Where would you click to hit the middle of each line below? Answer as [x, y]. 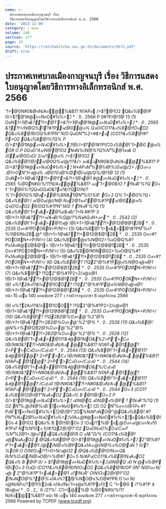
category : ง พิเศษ [22, 28]
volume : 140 [17, 33]
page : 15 [14, 42]
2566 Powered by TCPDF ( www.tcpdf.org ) [48, 501]
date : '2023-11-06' [25, 24]
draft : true [17, 51]
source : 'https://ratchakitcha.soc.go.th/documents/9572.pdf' [71, 47]
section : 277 [19, 38]
